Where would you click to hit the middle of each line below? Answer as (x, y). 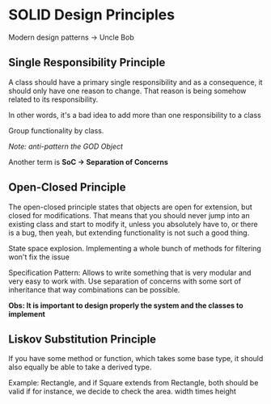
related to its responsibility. (53, 99)
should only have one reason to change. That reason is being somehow (127, 90)
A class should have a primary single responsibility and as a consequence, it (135, 82)
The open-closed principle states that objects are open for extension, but (130, 207)
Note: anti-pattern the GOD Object (66, 146)
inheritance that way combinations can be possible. (94, 289)
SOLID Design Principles (92, 15)
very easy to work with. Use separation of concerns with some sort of (125, 281)
